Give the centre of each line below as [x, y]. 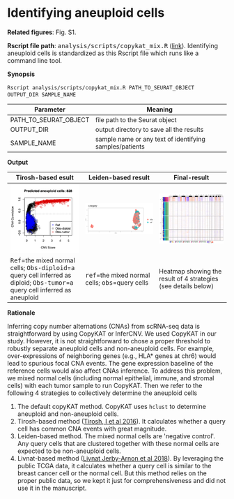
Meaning [159, 110]
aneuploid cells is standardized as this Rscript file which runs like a [103, 53]
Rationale [21, 313]
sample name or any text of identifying [150, 139]
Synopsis [21, 74]
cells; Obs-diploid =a [42, 267]
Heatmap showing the [190, 271]
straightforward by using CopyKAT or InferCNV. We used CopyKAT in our [112, 334]
